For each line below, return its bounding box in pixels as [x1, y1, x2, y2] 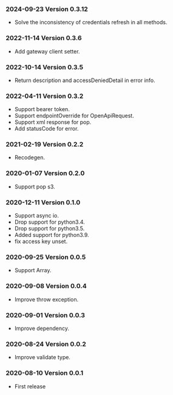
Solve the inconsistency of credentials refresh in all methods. [14, 19, 168, 26]
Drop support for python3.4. [14, 218, 86, 226]
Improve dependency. [14, 325, 70, 332]
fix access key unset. [14, 238, 68, 245]
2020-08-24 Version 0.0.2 [5, 340, 86, 348]
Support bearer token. [14, 106, 70, 113]
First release [14, 382, 46, 390]
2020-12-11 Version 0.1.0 [5, 198, 81, 207]
